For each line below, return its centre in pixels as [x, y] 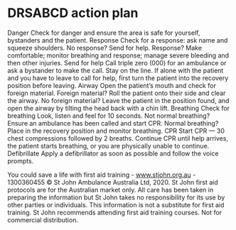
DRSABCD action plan [73, 13]
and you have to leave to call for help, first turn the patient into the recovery [118, 78]
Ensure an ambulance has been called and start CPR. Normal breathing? [113, 123]
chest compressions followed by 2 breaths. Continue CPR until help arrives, [118, 138]
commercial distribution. [43, 220]
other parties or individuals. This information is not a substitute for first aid [116, 204]
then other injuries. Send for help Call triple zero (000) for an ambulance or [117, 62]
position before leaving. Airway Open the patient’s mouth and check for [112, 85]
